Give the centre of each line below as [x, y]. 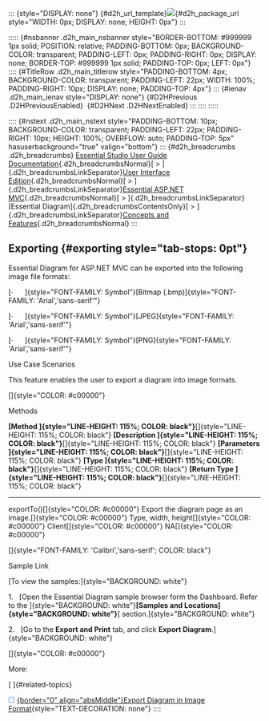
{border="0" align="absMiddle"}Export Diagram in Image [111, 700]
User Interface [147, 172]
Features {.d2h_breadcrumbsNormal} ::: [73, 223]
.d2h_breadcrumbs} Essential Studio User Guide [88, 155]
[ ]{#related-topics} [40, 684]
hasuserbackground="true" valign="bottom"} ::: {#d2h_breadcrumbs [122, 147]
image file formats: [39, 276]
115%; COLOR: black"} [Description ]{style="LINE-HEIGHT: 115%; [148, 435]
